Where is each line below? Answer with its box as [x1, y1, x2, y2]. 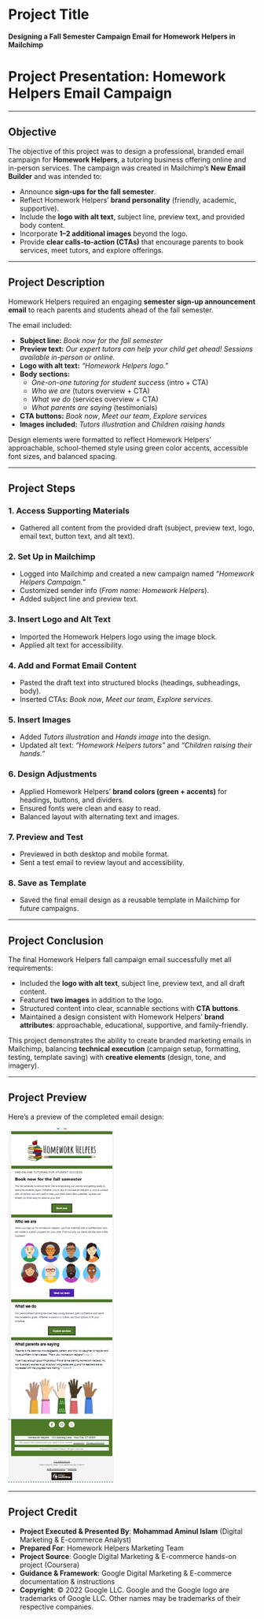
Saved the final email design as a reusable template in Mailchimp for [19, 895, 240, 905]
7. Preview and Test [8, 831, 84, 842]
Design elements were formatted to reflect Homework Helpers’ [8, 435, 211, 444]
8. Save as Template [8, 877, 86, 888]
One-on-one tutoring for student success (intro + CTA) [31, 377, 209, 387]
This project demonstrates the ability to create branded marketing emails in [8, 1035, 251, 1046]
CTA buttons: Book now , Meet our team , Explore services [19, 411, 207, 420]
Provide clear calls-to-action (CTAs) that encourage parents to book [19, 237, 244, 246]
